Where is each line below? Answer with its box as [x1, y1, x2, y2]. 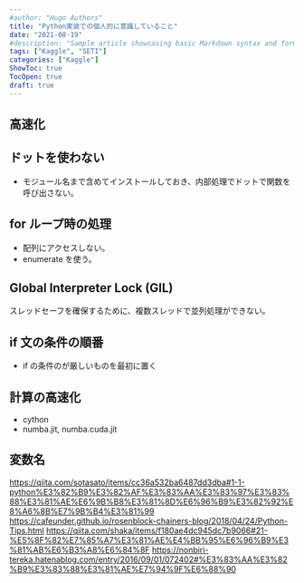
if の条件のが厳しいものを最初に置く [22, 360, 157, 372]
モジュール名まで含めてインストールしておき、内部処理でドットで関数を [22, 176, 291, 187]
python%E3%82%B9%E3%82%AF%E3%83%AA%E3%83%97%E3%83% [9, 486, 290, 497]
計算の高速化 [9, 389, 81, 404]
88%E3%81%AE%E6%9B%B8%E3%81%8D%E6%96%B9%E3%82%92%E [9, 496, 294, 507]
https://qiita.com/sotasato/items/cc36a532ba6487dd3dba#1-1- [9, 477, 246, 488]
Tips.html [9, 525, 44, 536]
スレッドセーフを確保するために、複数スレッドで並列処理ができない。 [9, 306, 271, 316]
